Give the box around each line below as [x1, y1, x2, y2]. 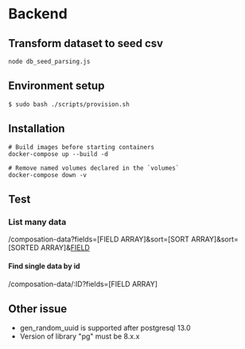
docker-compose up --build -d [8, 150, 109, 158]
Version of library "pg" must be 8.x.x [19, 331, 140, 341]
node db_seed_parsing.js [8, 57, 91, 65]
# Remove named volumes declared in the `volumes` [8, 164, 180, 172]
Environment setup [8, 79, 105, 92]
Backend [8, 5, 68, 23]
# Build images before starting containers [8, 143, 155, 151]
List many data [8, 216, 67, 227]
